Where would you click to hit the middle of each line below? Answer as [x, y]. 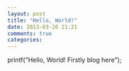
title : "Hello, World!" [43, 20]
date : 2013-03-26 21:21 [43, 27]
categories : [25, 40]
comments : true [30, 33]
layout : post [27, 14]
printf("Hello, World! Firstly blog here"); [64, 60]
